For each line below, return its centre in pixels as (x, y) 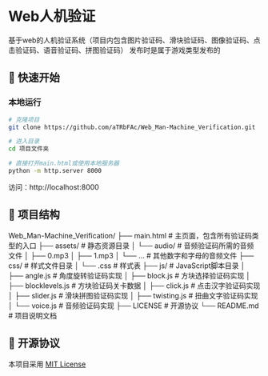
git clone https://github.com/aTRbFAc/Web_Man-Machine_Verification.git (132, 127)
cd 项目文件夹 (29, 149)
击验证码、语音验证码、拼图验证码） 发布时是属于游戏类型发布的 (114, 50)
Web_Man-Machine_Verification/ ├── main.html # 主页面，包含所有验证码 (130, 235)
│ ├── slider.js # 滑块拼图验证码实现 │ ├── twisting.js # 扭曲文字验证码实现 (133, 295)
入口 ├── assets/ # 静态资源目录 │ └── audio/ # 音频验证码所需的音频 (138, 246)
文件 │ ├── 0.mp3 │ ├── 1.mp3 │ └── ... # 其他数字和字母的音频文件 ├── (131, 255)
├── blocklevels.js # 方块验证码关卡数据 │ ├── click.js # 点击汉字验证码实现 (134, 286)
